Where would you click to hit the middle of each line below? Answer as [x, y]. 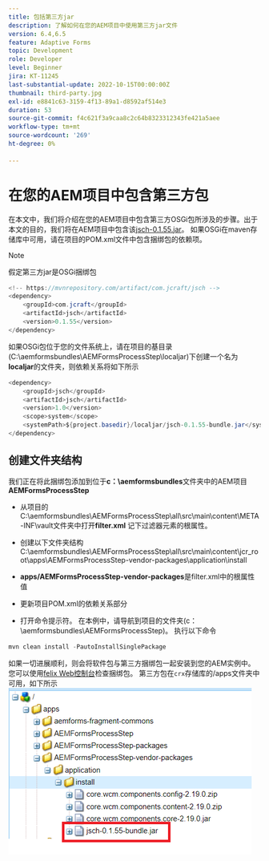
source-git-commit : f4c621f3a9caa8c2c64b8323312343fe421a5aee [114, 119]
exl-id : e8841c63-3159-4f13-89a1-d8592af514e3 [87, 101]
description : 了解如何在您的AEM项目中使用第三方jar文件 [93, 25]
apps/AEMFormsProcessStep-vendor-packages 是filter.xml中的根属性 [137, 576]
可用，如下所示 [33, 683]
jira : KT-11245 [34, 76]
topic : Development [41, 51]
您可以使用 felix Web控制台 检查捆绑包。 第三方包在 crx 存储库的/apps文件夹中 [134, 673]
